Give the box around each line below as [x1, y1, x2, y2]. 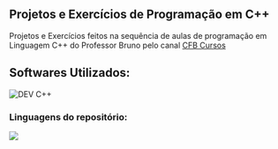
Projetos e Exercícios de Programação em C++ [9, 7, 270, 22]
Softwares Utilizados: [9, 65, 131, 80]
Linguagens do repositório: [9, 110, 128, 123]
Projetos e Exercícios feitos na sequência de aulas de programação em [9, 30, 267, 41]
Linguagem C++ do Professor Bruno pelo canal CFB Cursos [9, 40, 227, 50]
